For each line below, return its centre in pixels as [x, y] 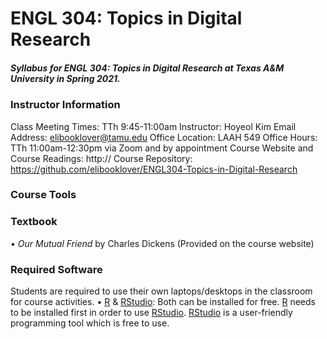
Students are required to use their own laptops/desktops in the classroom [161, 291]
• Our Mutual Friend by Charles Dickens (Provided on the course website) [162, 243]
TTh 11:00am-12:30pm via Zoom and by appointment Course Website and [162, 148]
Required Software [56, 269]
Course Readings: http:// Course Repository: [101, 158]
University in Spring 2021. [65, 78]
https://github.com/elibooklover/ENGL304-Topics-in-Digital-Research [154, 169]
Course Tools [43, 195]
